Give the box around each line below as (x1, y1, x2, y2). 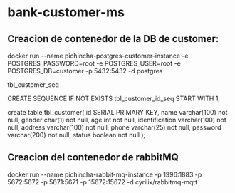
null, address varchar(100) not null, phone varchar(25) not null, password (7, 123, 222, 132)
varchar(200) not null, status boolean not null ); (7, 131, 146, 139)
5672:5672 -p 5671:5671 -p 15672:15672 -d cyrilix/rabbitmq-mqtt (7, 177, 198, 186)
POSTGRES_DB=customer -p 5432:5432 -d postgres (7, 67, 163, 75)
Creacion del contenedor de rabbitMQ (7, 151, 179, 164)
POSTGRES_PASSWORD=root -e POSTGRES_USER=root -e (7, 59, 182, 68)
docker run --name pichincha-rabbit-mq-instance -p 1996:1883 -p (7, 170, 202, 179)
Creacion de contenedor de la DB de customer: (7, 33, 219, 45)
